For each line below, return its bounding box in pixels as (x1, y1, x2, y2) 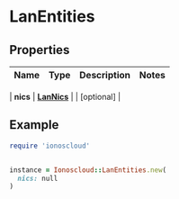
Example (9, 117, 59, 132)
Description (79, 69, 130, 81)
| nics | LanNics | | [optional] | (9, 92, 121, 102)
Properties (9, 42, 70, 58)
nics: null (17, 174, 58, 183)
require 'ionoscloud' (9, 141, 91, 150)
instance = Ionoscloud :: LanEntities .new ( (9, 165, 167, 175)
